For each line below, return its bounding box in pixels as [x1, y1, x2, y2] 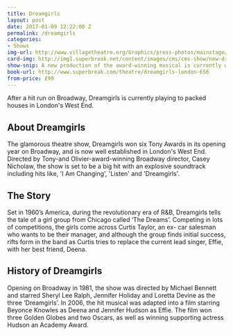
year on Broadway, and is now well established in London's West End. [7, 147, 207, 156]
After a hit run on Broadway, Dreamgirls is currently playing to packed [7, 94, 207, 102]
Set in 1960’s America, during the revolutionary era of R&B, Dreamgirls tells [7, 208, 221, 216]
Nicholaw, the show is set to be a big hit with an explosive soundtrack [7, 162, 206, 170]
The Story [7, 189, 51, 202]
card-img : [7, 56, 36, 63]
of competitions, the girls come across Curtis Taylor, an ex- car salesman [7, 223, 216, 231]
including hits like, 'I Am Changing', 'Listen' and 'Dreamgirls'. [7, 170, 180, 178]
